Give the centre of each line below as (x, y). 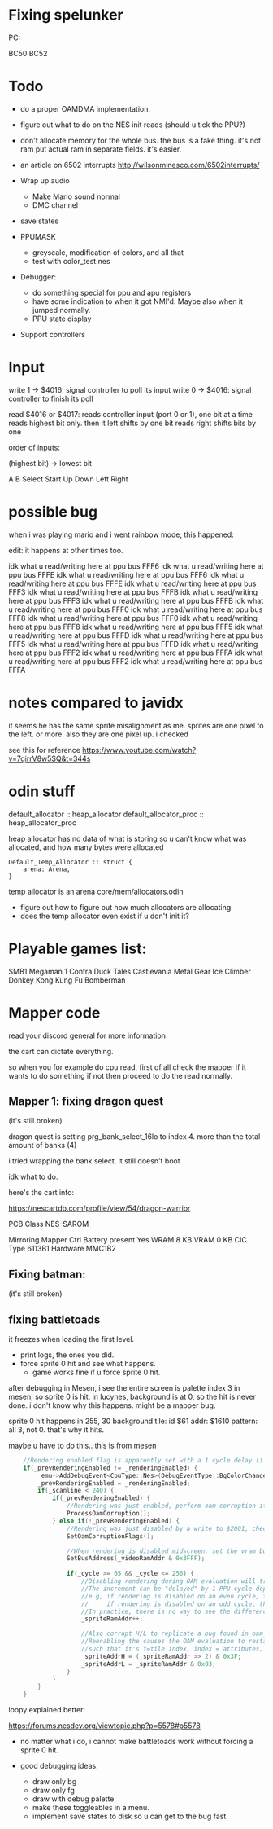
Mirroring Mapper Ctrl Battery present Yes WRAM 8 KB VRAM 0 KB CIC (128, 1240)
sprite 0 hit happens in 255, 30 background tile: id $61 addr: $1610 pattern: (133, 1421)
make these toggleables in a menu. (91, 1808)
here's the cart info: (41, 1193)
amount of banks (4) (43, 1145)
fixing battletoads (54, 1319)
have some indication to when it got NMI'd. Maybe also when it (138, 301)
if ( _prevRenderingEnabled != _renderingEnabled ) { (110, 1468)
